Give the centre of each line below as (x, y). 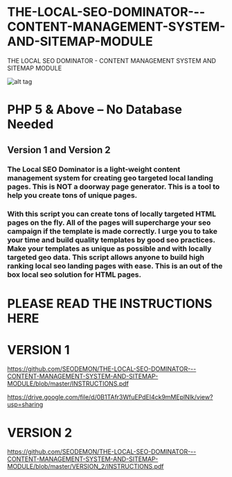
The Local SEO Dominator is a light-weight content (94, 169)
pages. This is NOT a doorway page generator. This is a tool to (114, 187)
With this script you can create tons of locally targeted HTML (112, 214)
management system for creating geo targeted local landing (110, 178)
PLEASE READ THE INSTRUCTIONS (110, 303)
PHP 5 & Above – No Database (95, 110)
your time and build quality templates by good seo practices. (111, 240)
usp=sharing (25, 405)
